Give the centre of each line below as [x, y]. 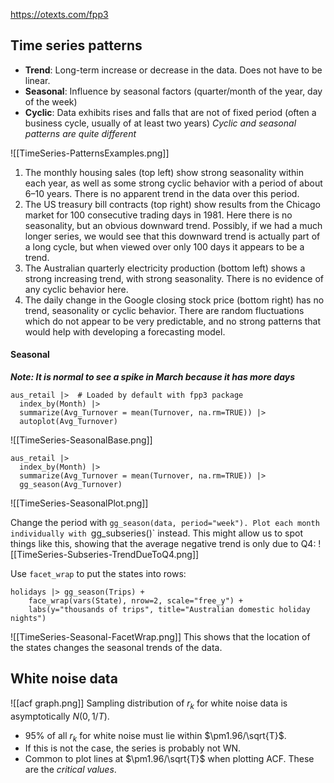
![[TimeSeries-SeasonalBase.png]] [81, 440]
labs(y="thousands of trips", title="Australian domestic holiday [169, 610]
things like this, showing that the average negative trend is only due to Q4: [163, 544]
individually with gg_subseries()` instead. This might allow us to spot [156, 533]
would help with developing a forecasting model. [125, 331]
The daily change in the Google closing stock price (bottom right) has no [174, 300]
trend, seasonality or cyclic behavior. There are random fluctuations [164, 310]
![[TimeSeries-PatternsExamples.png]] [90, 153]
